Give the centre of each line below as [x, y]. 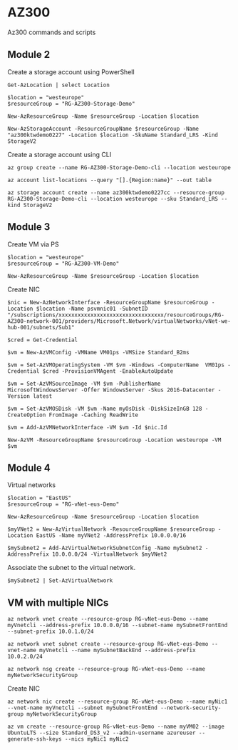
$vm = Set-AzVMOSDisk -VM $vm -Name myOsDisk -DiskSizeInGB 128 [105, 409]
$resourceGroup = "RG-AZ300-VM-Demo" [63, 264]
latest [43, 396]
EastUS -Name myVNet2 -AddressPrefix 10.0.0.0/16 [111, 536]
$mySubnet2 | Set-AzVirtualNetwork [60, 581]
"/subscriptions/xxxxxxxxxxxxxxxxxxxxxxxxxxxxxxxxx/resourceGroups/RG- [116, 315]
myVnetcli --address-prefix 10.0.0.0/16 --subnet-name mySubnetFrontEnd [118, 626]
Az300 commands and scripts [52, 32]
